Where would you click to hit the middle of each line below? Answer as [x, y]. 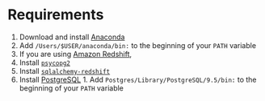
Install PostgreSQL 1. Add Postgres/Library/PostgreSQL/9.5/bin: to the [138, 79]
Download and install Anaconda [72, 37]
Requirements [56, 15]
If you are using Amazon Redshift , [76, 54]
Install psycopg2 [44, 63]
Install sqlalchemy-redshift [65, 71]
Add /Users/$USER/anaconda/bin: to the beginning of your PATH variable [137, 45]
